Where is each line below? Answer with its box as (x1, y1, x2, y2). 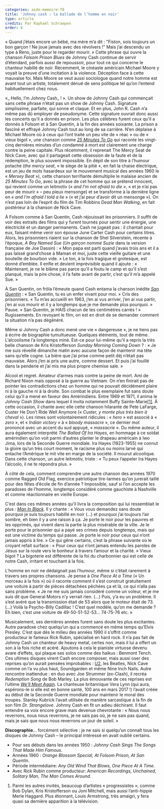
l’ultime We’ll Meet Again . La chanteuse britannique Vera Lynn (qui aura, (5, 682, 150, 687)
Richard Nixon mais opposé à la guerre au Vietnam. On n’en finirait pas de (5, 378, 154, 384)
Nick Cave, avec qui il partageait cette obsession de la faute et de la (5, 152, 142, 158)
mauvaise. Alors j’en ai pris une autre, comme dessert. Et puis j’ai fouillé (5, 358, 149, 364)
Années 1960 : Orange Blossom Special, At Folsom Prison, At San (12, 753, 144, 759)
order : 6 (5, 25, 23, 30)
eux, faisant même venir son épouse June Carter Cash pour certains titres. (5, 230, 156, 236)
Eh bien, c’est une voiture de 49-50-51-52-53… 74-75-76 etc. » (5, 610, 133, 615)
